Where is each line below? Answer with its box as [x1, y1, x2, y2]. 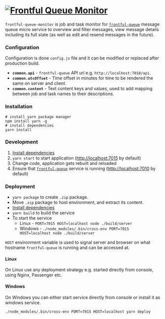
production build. [5, 61, 40, 66]
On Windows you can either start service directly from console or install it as [5, 294, 161, 300]
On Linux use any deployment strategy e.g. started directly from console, [5, 267, 154, 273]
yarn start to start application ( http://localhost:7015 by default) [12, 155, 141, 161]
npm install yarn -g [5, 119, 48, 124]
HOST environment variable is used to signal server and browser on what [5, 239, 151, 246]
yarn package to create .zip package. [12, 194, 89, 200]
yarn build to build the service [12, 210, 75, 216]
